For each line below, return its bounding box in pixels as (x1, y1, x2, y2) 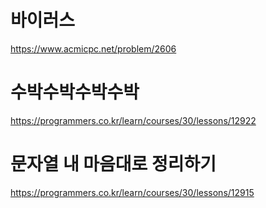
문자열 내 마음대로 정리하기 (10, 153, 217, 176)
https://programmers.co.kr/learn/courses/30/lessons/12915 (10, 186, 255, 198)
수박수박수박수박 (10, 81, 140, 104)
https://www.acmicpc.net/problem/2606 (10, 42, 177, 55)
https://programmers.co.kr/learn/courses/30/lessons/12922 (10, 114, 257, 126)
